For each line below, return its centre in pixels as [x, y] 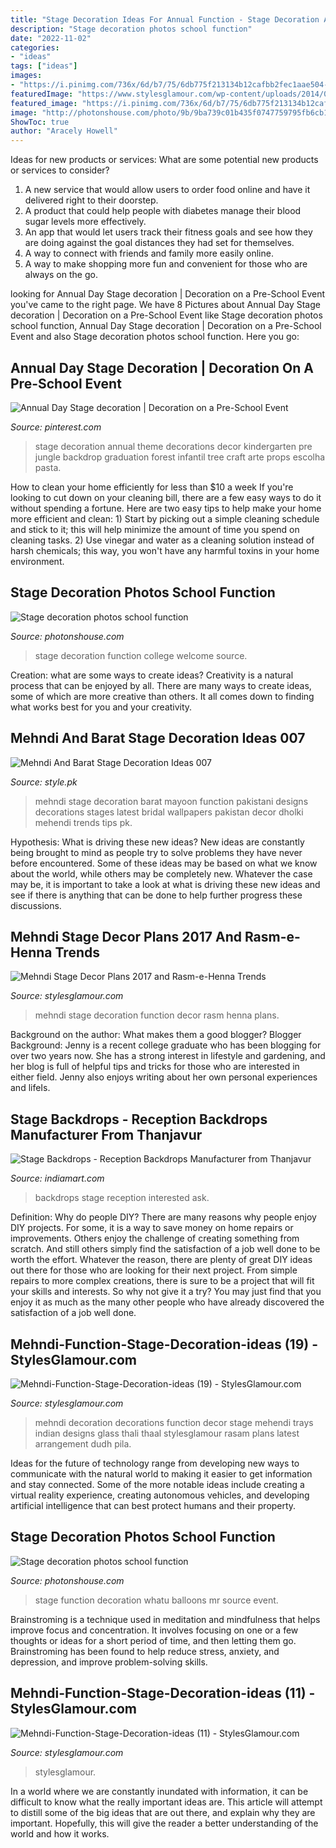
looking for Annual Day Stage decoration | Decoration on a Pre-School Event [168, 294]
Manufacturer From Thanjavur [106, 1134]
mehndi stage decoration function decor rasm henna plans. [157, 1015]
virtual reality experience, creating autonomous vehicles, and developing [160, 1495]
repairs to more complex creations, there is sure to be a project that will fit [162, 1281]
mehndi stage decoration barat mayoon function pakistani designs [171, 801]
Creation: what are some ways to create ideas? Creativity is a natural [152, 675]
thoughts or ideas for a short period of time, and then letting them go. [153, 1640]
